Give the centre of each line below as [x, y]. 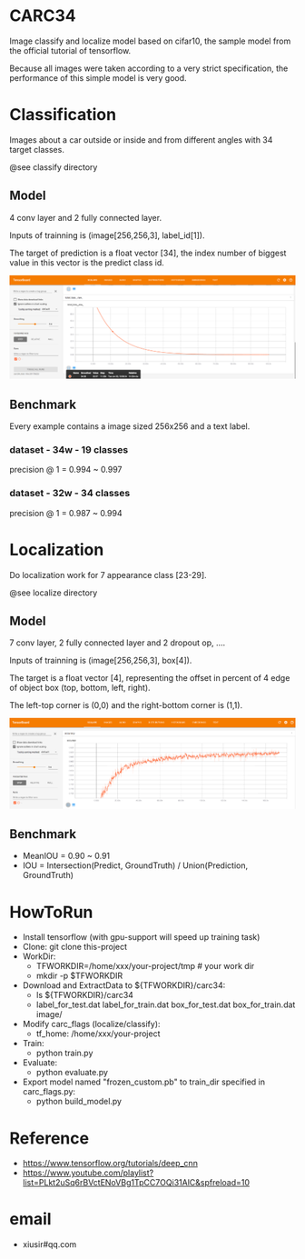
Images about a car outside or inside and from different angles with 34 [141, 140]
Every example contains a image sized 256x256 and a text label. [130, 426]
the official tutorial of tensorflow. [70, 50]
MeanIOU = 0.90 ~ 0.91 [66, 856]
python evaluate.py [72, 1073]
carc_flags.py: [49, 1092]
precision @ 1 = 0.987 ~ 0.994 [66, 513]
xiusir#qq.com [49, 1244]
